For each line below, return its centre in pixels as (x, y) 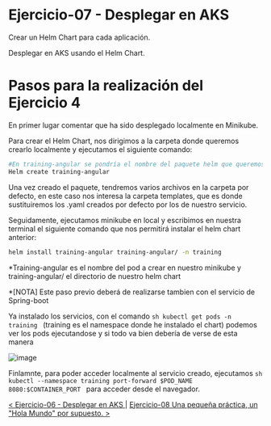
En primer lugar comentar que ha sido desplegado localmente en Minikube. (133, 125)
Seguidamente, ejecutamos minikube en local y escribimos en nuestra (125, 220)
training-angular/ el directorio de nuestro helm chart (95, 276)
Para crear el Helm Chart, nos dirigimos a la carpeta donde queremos (124, 141)
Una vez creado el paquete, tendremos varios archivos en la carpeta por (129, 187)
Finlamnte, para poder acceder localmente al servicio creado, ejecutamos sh (135, 373)
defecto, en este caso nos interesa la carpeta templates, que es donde (126, 196)
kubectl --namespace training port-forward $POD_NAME (101, 381)
